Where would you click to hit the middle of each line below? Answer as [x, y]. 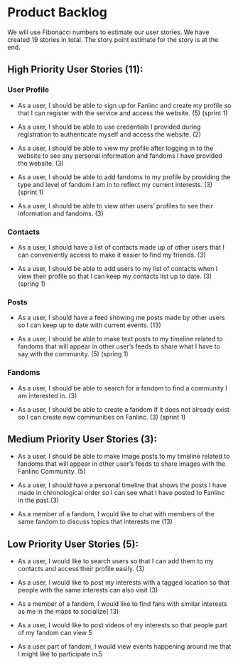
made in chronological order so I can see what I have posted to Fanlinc [121, 493]
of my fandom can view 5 [55, 633]
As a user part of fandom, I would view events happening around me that [124, 647]
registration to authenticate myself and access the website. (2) [109, 134]
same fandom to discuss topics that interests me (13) [95, 522]
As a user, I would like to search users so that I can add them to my [116, 561]
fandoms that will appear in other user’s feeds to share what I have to [119, 346]
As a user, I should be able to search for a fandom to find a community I [122, 388]
